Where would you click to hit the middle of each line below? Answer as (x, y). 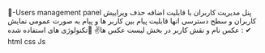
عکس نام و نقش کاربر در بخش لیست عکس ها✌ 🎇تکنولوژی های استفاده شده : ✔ (130, 30)
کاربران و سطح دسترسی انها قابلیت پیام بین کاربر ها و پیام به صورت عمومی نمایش (132, 21)
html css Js (27, 41)
